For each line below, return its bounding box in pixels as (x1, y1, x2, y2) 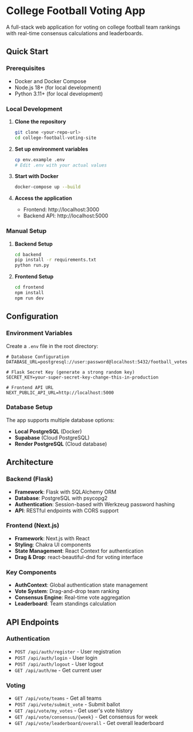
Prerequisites (6, 64, 45, 73)
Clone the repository (14, 118, 66, 125)
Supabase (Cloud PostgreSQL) (14, 434, 90, 441)
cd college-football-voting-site (14, 135, 97, 141)
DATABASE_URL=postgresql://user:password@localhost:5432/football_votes (6, 359, 188, 365)
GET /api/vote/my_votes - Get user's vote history (14, 707, 133, 714)
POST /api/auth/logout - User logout (14, 660, 104, 668)
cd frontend (14, 284, 44, 291)
